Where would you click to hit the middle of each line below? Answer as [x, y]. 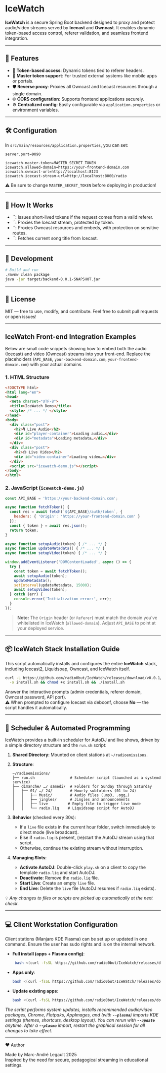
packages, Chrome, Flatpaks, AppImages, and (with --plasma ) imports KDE [82, 1014]
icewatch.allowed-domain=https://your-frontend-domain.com [67, 167]
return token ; [24, 530]
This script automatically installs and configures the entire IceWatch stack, [81, 663]
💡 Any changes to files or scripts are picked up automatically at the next [79, 898]
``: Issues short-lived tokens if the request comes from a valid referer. [83, 217]
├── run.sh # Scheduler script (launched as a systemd [86, 778]
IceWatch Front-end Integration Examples [71, 337]
